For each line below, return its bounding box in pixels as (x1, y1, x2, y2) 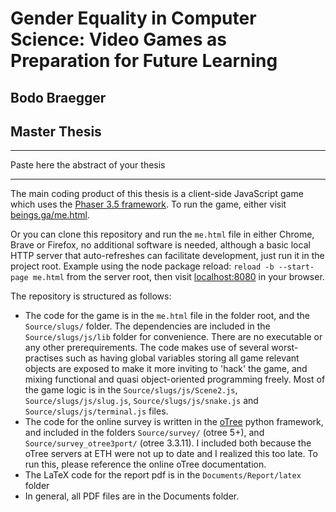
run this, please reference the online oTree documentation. (24, 458, 267, 471)
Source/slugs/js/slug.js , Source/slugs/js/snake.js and (24, 395, 259, 407)
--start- (278, 262, 315, 272)
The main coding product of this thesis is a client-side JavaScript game (10, 188, 304, 200)
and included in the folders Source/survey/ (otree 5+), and (24, 427, 265, 439)
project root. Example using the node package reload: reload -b (10, 260, 275, 272)
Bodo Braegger (10, 89, 107, 106)
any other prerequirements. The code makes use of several (24, 342, 270, 354)
